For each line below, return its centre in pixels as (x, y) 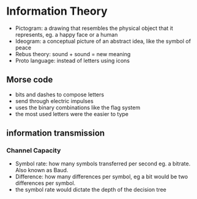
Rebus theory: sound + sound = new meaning (73, 54)
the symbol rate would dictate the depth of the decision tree (91, 190)
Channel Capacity (34, 151)
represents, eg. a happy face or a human (66, 34)
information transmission (56, 133)
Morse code (30, 80)
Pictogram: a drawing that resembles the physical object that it (94, 28)
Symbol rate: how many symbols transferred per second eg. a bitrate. (103, 164)
